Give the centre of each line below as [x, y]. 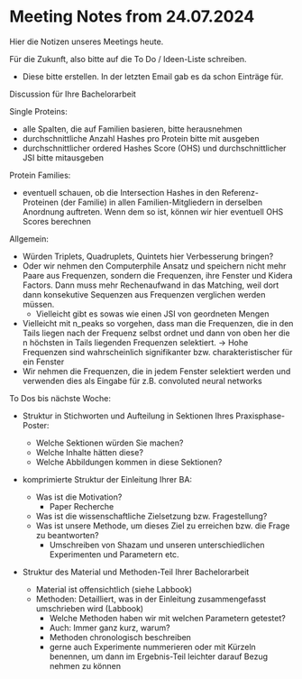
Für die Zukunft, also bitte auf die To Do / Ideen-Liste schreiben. [128, 59]
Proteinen [40, 202]
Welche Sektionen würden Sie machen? [110, 443]
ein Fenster [43, 362]
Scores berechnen [57, 221]
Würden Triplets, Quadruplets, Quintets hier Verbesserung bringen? [148, 256]
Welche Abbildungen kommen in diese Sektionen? [129, 462]
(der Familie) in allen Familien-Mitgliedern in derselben [161, 202]
